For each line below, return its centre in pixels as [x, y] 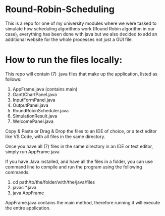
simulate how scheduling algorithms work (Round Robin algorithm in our [80, 28]
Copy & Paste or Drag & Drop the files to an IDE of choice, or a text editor [81, 131]
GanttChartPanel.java [35, 94]
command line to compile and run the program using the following [74, 167]
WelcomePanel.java [33, 121]
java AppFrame [28, 193]
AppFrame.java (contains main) [45, 89]
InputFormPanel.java [34, 100]
